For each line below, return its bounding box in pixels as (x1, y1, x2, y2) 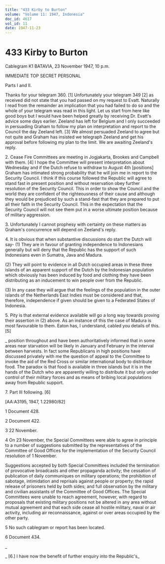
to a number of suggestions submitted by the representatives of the (5, 442, 142, 448)
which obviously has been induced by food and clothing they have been (5, 272, 151, 278)
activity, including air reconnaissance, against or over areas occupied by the (5, 510, 160, 516)
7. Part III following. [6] (5, 389, 51, 395)
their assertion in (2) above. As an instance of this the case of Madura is (5, 317, 152, 324)
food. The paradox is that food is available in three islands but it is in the (5, 364, 151, 370)
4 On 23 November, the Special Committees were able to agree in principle (5, 437, 157, 443)
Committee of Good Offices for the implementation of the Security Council (5, 448, 156, 454)
